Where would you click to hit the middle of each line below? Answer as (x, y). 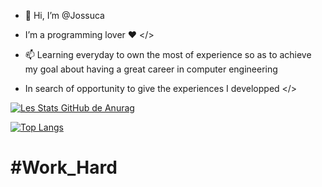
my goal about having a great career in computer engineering (151, 69)
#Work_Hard (64, 167)
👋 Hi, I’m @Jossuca (64, 15)
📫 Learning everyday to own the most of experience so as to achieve (168, 54)
